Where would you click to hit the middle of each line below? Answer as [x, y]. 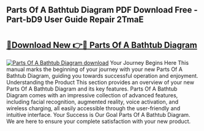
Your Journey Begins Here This [149, 63]
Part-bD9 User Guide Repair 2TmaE [75, 20]
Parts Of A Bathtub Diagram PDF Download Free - [102, 10]
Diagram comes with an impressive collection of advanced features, [92, 95]
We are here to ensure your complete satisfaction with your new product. [99, 121]
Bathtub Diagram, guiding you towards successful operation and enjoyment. [102, 76]
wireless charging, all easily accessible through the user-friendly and [93, 108]
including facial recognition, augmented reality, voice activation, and [93, 102]
